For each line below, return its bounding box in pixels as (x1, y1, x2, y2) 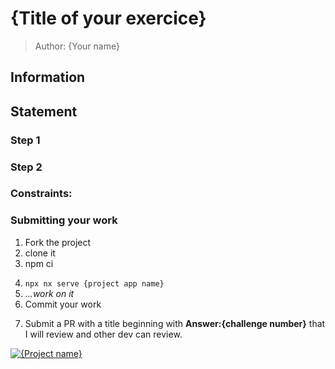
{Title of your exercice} (10, 7, 207, 30)
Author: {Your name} (34, 40, 120, 52)
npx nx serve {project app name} (24, 278, 165, 289)
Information (10, 69, 86, 86)
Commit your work (24, 298, 102, 310)
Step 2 (10, 160, 43, 174)
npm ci (24, 257, 54, 269)
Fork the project (24, 236, 92, 248)
